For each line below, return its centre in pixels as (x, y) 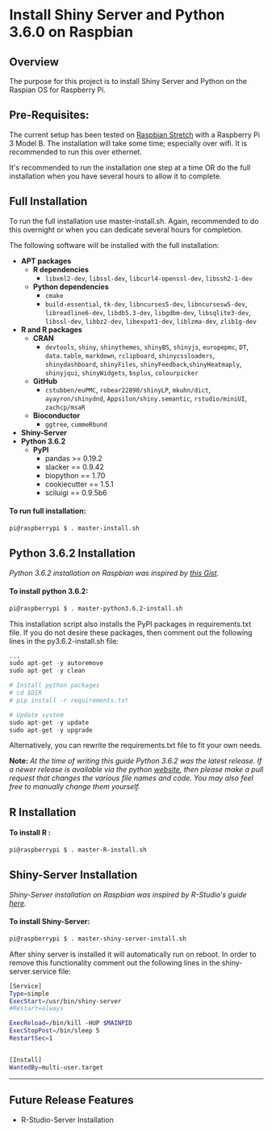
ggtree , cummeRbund (76, 424)
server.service (33, 971)
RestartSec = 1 (31, 1039)
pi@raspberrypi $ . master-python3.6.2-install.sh (96, 608)
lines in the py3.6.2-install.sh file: (64, 641)
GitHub (45, 381)
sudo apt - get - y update (49, 722)
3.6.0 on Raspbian (71, 32)
